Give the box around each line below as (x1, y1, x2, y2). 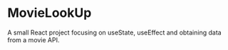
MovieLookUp (7, 5, 92, 21)
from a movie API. (7, 35, 60, 44)
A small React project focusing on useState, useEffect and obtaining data (7, 28, 222, 37)
